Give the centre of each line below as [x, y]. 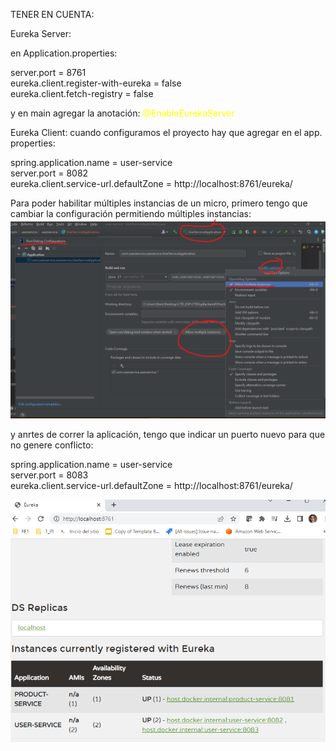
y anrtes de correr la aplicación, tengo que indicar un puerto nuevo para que [168, 434]
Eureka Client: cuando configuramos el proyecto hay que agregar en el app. [166, 132]
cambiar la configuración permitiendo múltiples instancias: [131, 213]
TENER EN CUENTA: [52, 14]
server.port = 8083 [49, 475]
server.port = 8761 [48, 72]
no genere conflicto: [52, 445]
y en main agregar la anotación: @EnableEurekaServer [122, 113]
